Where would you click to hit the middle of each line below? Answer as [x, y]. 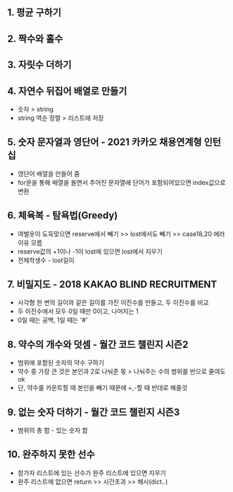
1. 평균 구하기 [34, 13]
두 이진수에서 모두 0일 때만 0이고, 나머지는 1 [78, 311]
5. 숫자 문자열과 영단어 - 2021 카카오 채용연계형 [105, 142]
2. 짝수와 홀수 [35, 38]
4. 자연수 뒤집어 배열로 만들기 [67, 91]
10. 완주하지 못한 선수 [51, 454]
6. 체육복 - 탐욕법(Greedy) [63, 215]
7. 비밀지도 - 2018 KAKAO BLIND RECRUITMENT [112, 284]
